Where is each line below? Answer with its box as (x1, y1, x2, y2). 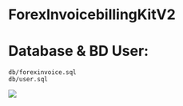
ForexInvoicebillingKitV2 (8, 6, 176, 24)
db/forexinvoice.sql (8, 69, 78, 77)
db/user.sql (8, 76, 48, 84)
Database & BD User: (8, 42, 149, 61)
